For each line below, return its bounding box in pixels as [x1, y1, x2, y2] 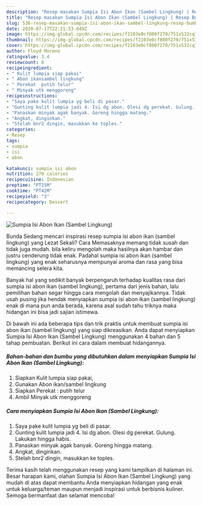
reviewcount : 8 [6, 59, 44, 65]
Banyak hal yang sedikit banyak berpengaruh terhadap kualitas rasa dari [6, 276, 185, 283]
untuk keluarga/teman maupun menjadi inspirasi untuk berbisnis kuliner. [6, 486, 185, 493]
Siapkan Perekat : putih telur [14, 387, 85, 395]
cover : [6, 43, 23, 49]
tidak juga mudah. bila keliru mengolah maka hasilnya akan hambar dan [6, 245, 183, 252]
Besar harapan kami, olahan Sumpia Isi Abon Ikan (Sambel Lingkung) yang [6, 472, 191, 480]
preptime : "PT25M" [6, 182, 52, 189]
